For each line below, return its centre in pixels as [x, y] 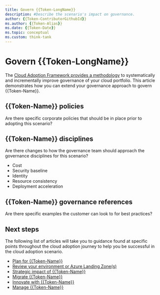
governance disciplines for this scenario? [47, 156]
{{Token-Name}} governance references [69, 202]
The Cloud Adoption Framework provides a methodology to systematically [80, 75]
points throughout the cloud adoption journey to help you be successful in [80, 246]
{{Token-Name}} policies [45, 106]
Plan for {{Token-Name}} [37, 261]
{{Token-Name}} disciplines [49, 139]
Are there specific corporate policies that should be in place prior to [74, 118]
